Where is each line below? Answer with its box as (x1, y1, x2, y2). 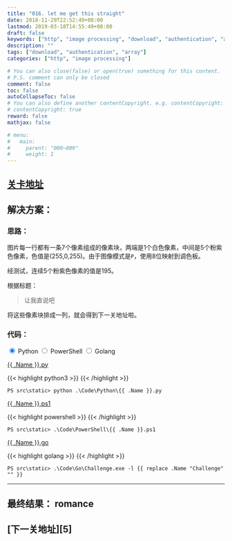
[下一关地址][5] (7, 524, 72, 535)
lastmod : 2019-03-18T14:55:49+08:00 (7, 23, 113, 30)
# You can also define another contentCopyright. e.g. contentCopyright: (7, 100, 224, 107)
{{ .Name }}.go (7, 438, 49, 446)
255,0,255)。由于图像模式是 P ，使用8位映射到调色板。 (51, 252, 205, 260)
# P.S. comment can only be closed (7, 74, 110, 81)
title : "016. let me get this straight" (7, 10, 126, 17)
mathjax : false (7, 119, 51, 126)
